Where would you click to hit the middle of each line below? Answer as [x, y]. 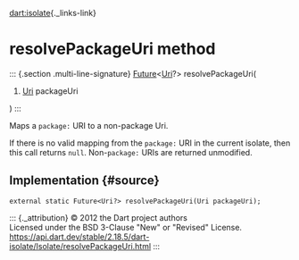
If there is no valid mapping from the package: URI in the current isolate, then [150, 143]
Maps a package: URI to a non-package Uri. [89, 125]
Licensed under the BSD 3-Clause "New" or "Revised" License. [126, 227]
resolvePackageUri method [112, 49]
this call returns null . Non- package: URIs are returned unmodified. [131, 152]
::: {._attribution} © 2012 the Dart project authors [98, 217]
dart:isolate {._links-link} [53, 13]
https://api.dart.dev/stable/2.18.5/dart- [79, 237]
